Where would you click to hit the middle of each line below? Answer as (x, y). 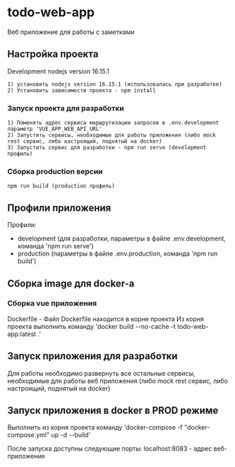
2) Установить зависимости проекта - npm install (82, 90)
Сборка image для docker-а (71, 283)
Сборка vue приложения (52, 304)
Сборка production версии (55, 171)
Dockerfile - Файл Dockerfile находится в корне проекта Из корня (106, 318)
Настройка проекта (53, 54)
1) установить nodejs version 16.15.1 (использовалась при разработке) (115, 84)
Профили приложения (59, 208)
